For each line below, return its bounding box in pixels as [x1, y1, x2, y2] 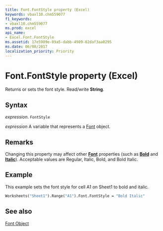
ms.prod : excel [5, 26, 37, 31]
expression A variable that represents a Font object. [5, 123, 110, 129]
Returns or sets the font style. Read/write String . [5, 86, 105, 92]
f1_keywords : [5, 16, 32, 21]
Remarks [5, 138, 34, 146]
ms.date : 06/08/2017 [5, 44, 48, 49]
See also [5, 207, 32, 216]
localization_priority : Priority [5, 49, 74, 54]
